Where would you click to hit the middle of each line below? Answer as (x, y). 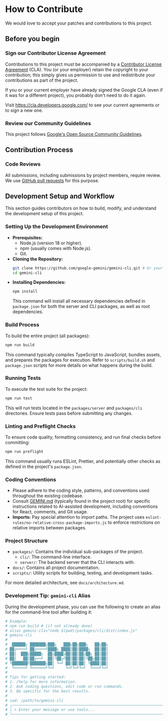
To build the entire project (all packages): (47, 336)
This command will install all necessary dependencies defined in (79, 301)
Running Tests (23, 378)
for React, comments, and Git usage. (50, 512)
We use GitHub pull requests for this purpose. (52, 180)
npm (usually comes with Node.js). (55, 248)
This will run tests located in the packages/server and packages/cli (74, 408)
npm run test (19, 398)
